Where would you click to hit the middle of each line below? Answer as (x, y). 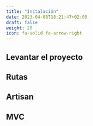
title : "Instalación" (32, 11)
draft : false (22, 22)
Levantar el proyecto (44, 57)
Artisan (20, 97)
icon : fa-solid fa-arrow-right (44, 33)
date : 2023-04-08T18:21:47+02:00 (47, 17)
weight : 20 (19, 28)
